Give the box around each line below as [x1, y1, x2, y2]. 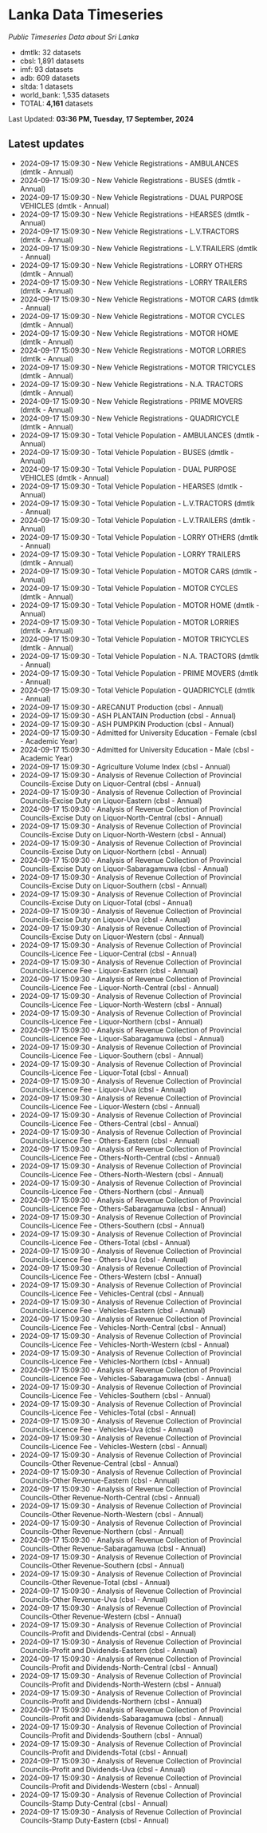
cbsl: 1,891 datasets [19, 56, 84, 66]
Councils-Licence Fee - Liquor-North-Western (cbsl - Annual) [19, 1000, 222, 1009]
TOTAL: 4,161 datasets [19, 98, 93, 108]
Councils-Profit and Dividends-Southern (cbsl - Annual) [19, 1730, 203, 1740]
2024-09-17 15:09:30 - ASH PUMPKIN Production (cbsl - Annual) [19, 719, 234, 729]
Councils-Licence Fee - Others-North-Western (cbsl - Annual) [19, 1169, 224, 1179]
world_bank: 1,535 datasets [19, 90, 110, 99]
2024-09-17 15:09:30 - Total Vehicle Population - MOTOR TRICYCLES [19, 634, 249, 644]
